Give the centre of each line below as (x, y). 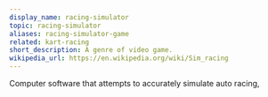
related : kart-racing (49, 42)
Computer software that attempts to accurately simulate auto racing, (134, 83)
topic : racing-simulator (55, 26)
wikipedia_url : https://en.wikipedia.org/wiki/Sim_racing (119, 58)
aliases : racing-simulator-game (69, 34)
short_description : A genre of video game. (91, 50)
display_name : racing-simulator (69, 17)
